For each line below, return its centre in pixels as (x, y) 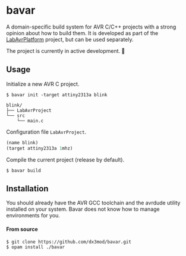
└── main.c (30, 121)
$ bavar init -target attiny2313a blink (57, 95)
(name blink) (22, 143)
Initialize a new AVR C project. (43, 84)
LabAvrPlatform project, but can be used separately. (70, 39)
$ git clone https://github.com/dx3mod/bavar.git (69, 242)
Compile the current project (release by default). (65, 159)
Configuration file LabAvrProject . (46, 132)
